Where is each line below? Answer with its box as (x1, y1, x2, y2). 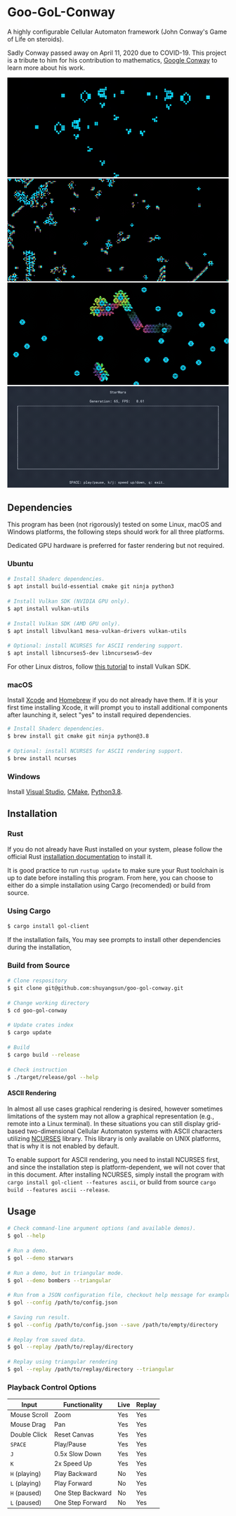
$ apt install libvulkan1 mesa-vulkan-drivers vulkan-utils (7, 627, 188, 634)
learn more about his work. (7, 63, 86, 72)
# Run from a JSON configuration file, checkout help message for (7, 1292, 206, 1299)
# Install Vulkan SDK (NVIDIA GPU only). (7, 598, 131, 605)
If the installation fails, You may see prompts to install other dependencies (7, 935, 221, 943)
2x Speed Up (53, 1459, 93, 1468)
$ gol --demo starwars (7, 1255, 74, 1262)
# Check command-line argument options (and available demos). (7, 1225, 197, 1232)
